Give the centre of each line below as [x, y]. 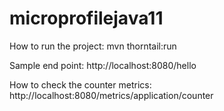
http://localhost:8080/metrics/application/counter [111, 95]
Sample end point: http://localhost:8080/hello [103, 65]
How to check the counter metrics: [80, 84]
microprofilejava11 [86, 18]
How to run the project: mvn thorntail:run [93, 46]
